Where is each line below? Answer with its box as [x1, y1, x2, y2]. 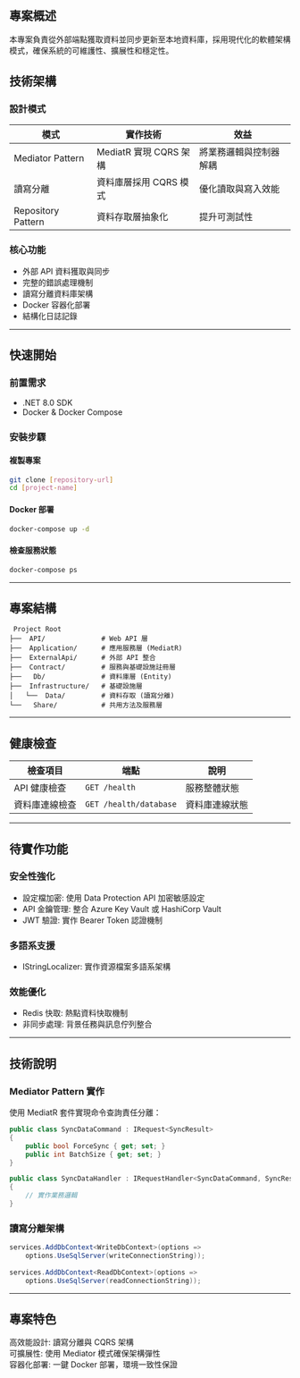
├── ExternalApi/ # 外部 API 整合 [9, 654, 156, 663]
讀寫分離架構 [9, 1222, 65, 1234]
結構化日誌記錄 [21, 310, 78, 321]
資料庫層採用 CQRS [96, 175, 179, 188]
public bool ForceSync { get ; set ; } [25, 1141, 166, 1151]
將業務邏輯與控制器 [199, 146, 280, 158]
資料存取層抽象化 [96, 210, 169, 223]
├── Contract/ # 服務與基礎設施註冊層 [9, 663, 176, 672]
